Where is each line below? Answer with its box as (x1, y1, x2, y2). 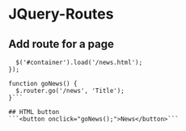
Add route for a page (8, 37, 115, 51)
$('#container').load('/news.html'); (15, 58, 143, 66)
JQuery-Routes (8, 5, 114, 23)
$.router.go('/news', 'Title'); (15, 87, 125, 95)
